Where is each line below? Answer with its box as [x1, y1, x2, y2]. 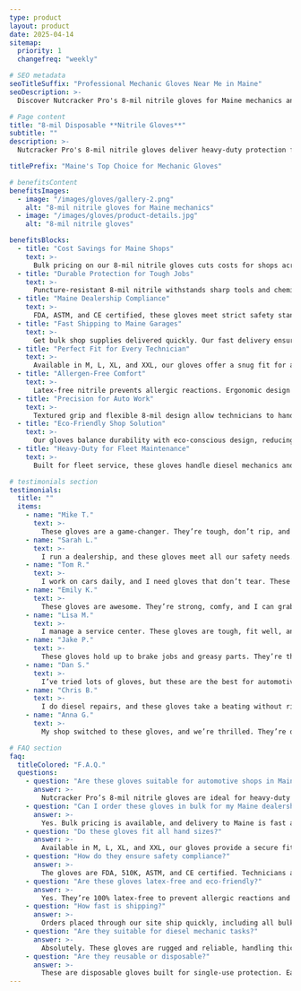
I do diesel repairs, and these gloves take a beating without [41, 702, 282, 711]
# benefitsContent [9, 178, 78, 187]
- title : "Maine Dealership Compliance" [17, 294, 170, 303]
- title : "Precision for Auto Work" [17, 394, 154, 404]
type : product [9, 13, 63, 22]
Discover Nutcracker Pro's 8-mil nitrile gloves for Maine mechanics [17, 96, 282, 105]
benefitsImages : [9, 186, 70, 196]
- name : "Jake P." [25, 636, 94, 645]
